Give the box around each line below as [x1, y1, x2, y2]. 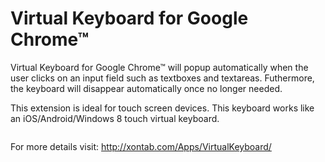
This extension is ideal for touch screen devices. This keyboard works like [10, 102, 315, 114]
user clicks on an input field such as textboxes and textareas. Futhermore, [10, 72, 315, 84]
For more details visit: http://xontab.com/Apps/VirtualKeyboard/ [10, 140, 272, 152]
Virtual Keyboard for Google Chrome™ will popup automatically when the [10, 61, 309, 73]
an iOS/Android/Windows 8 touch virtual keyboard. [10, 112, 220, 124]
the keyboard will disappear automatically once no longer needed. [10, 82, 283, 94]
